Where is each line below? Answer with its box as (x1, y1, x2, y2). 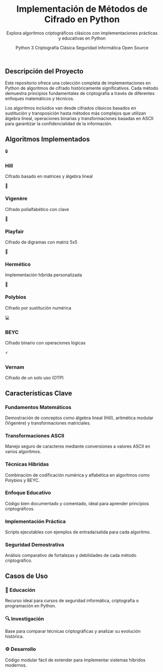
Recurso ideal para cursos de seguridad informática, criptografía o (5, 598, 139, 603)
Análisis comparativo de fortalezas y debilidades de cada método (5, 552, 137, 558)
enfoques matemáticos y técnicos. (5, 96, 75, 101)
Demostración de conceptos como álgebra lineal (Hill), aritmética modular (5, 415, 154, 421)
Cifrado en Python (44, 14, 120, 25)
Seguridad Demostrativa (5, 541, 64, 548)
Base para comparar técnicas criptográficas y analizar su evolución (5, 628, 141, 634)
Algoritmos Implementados (5, 135, 90, 143)
